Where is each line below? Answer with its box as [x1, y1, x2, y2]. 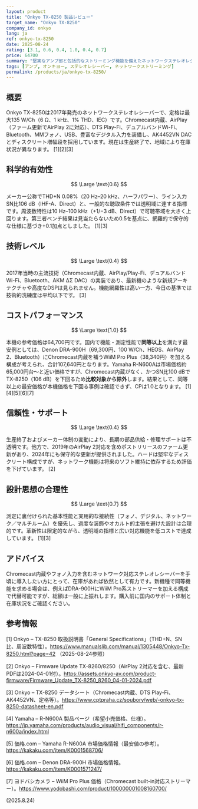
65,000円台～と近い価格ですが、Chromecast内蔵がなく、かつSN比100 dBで [6, 368, 190, 375]
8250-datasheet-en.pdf [6, 702, 64, 710]
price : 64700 [6, 52, 38, 58]
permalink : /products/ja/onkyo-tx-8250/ [6, 69, 107, 75]
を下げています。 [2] [6, 465, 56, 473]
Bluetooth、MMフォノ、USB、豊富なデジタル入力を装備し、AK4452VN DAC [6, 131, 192, 138]
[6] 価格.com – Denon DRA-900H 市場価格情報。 [6, 758, 124, 766]
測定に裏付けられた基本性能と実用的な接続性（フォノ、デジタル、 [6, 513, 166, 520]
